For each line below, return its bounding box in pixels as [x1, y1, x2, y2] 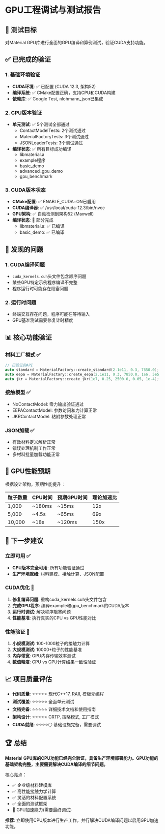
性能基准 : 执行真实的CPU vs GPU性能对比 [12, 615, 97, 620]
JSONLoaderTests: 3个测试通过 [19, 140, 83, 146]
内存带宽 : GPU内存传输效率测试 [12, 653, 76, 659]
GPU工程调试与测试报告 [5, 4, 101, 16]
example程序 [19, 157, 46, 163]
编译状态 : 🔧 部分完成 [12, 217, 54, 223]
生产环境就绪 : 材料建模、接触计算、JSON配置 [12, 571, 104, 577]
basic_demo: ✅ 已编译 [19, 229, 65, 235]
